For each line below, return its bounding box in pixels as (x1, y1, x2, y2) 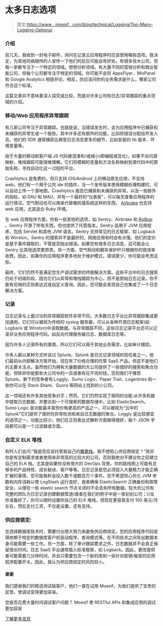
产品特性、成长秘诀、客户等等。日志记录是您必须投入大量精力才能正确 (17, 467, 158, 473)
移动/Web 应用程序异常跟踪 (5, 113, 69, 119)
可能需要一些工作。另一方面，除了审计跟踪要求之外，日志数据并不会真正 (9, 541, 154, 547)
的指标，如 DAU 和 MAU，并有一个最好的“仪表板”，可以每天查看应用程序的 (5, 193, 155, 200)
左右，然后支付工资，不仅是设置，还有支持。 (5, 503, 95, 509)
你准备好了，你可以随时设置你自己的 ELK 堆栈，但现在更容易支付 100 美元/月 (5, 497, 158, 503)
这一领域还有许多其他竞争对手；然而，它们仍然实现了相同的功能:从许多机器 (5, 393, 155, 398)
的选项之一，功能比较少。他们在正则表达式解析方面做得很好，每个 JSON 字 (5, 417, 155, 423)
